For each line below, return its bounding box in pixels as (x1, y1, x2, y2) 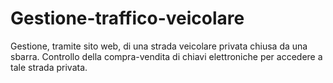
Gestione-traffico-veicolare (10, 7, 245, 30)
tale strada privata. (10, 61, 88, 73)
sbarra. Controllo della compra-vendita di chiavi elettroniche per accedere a (10, 50, 323, 62)
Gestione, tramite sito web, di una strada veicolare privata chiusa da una (10, 40, 308, 52)
